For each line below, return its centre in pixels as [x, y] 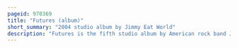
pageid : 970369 [30, 14]
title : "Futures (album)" [45, 20]
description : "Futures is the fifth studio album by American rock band [117, 34]
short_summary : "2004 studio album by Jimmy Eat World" [91, 27]
